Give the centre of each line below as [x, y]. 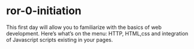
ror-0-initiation [44, 11]
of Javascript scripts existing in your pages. [60, 40]
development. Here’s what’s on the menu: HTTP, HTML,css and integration [97, 33]
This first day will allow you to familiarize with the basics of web [84, 27]
